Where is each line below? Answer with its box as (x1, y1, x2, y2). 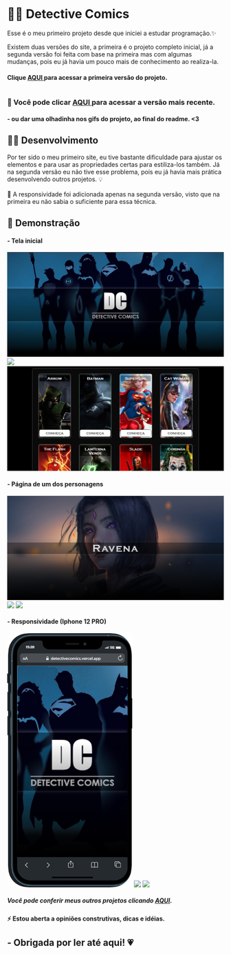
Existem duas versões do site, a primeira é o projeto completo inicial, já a (7, 43, 214, 51)
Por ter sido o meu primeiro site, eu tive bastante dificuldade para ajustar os (7, 153, 222, 161)
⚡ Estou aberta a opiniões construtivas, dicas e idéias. (7, 914, 165, 923)
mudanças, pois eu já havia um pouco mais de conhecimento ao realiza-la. (7, 57, 219, 65)
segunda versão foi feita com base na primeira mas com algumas (7, 50, 192, 58)
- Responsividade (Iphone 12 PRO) (7, 617, 107, 626)
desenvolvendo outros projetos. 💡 (7, 175, 103, 183)
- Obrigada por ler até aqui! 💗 (7, 937, 134, 949)
